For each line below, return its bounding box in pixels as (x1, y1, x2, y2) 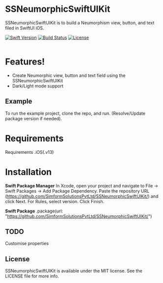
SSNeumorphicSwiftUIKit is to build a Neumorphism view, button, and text (5, 20, 155, 26)
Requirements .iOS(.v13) (5, 149, 54, 155)
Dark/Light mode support (12, 83, 64, 89)
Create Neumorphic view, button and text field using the (12, 72, 126, 78)
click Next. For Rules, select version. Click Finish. (5, 198, 105, 204)
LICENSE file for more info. (5, 273, 59, 279)
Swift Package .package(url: (5, 208, 63, 214)
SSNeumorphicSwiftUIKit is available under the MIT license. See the (5, 268, 142, 274)
